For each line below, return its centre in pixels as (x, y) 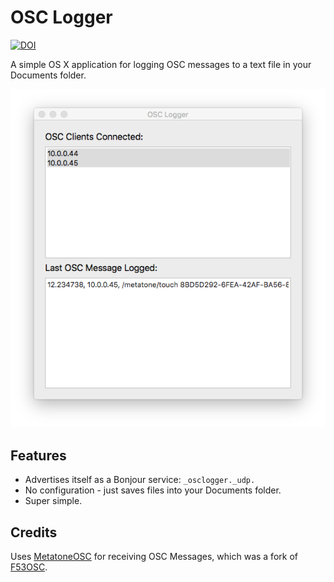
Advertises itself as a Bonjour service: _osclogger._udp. (140, 480)
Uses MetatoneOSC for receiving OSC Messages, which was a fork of (154, 557)
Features (38, 455)
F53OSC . (29, 567)
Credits (34, 532)
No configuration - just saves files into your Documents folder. (153, 490)
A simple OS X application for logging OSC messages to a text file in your (161, 64)
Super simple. (53, 501)
